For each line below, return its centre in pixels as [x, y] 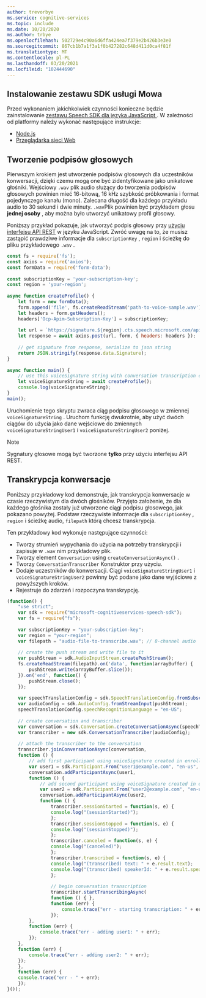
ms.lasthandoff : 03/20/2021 [43, 63]
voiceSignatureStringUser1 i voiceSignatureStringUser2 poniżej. [88, 430]
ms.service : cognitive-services [48, 18]
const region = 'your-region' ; [47, 285]
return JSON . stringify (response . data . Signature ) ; [83, 353]
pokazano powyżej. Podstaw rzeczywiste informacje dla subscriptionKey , [101, 514]
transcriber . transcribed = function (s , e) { [108, 858]
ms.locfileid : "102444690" [41, 69]
